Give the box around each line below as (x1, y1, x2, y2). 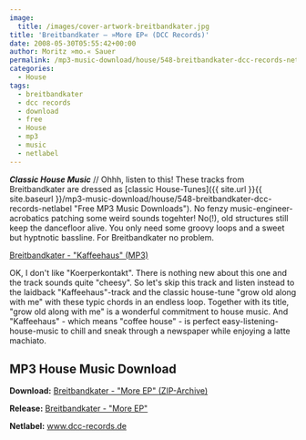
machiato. (9, 334, 47, 346)
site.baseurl (9, 193, 54, 204)
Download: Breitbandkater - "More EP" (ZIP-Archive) (9, 385, 209, 396)
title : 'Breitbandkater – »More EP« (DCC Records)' (9, 30, 209, 39)
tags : (9, 81, 30, 90)
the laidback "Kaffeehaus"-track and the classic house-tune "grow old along (9, 286, 297, 297)
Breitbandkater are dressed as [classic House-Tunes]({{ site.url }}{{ (9, 183, 262, 194)
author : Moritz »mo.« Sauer (9, 47, 117, 56)
